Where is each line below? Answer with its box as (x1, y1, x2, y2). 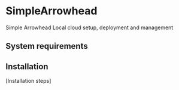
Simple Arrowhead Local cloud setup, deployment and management (5, 24, 174, 31)
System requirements (5, 41, 88, 51)
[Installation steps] (5, 77, 51, 85)
